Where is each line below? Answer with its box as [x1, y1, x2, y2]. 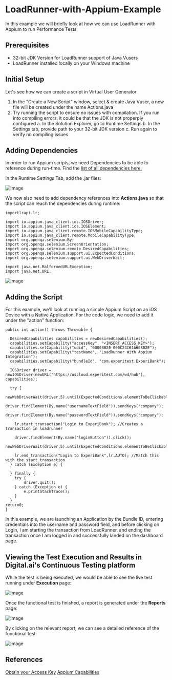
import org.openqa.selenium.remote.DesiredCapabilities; [5, 247, 130, 252]
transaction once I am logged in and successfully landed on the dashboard [5, 533, 163, 539]
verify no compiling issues [12, 131, 69, 137]
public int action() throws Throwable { [5, 327, 93, 332]
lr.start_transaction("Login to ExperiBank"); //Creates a [14, 422, 143, 427]
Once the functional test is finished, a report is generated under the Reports [5, 600, 166, 606]
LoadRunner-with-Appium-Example [5, 4, 161, 15]
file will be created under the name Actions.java [12, 104, 114, 110]
